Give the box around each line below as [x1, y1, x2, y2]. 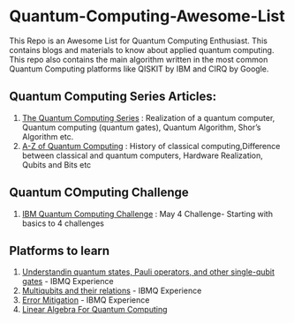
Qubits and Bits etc [21, 159, 92, 169]
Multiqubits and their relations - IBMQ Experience [21, 285, 202, 297]
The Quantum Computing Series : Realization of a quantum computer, [21, 112, 275, 123]
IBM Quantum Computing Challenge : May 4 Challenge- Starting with [21, 208, 274, 219]
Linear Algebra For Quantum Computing [21, 304, 168, 315]
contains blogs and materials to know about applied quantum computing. [9, 44, 275, 55]
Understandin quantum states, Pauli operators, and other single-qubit [21, 267, 275, 277]
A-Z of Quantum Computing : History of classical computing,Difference [21, 140, 281, 151]
